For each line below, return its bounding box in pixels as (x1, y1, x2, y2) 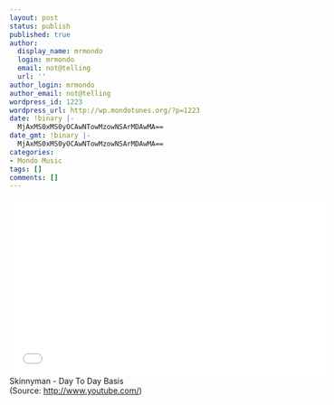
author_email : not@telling (9, 89, 111, 98)
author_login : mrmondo (9, 80, 95, 89)
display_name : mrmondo (17, 47, 103, 56)
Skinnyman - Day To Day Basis (9, 376, 124, 387)
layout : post (9, 13, 59, 23)
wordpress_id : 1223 (9, 97, 83, 107)
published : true (9, 30, 71, 39)
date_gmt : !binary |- (9, 131, 91, 140)
